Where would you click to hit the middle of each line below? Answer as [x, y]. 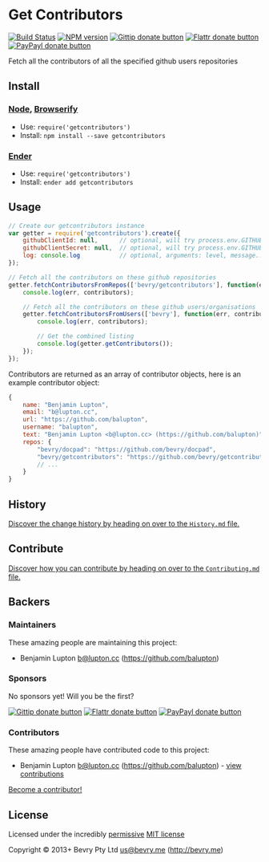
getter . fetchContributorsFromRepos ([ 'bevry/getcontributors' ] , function [132, 285]
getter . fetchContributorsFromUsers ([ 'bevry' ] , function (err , [126, 315]
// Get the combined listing [86, 336]
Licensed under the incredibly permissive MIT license [96, 834]
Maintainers [32, 625]
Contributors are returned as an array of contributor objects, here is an [125, 374]
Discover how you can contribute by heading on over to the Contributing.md [134, 568]
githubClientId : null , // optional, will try [109, 241]
